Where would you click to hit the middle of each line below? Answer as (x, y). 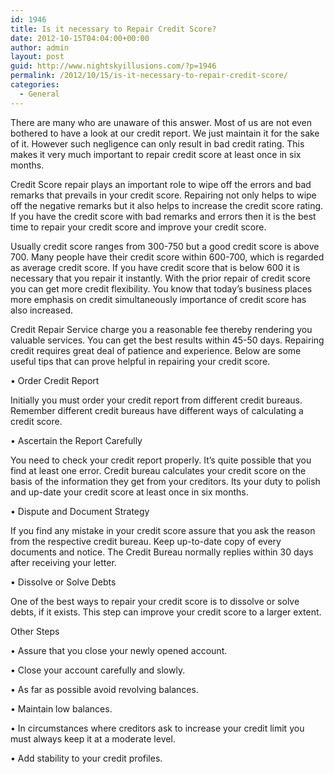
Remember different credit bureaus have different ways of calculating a (157, 410)
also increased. (41, 310)
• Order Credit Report (55, 380)
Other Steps (35, 631)
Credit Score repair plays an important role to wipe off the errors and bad (161, 184)
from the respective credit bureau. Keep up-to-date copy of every (146, 541)
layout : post (37, 57)
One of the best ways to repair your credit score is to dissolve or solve (155, 601)
